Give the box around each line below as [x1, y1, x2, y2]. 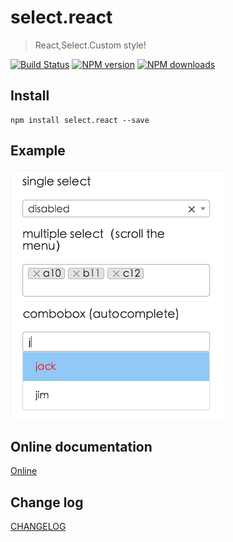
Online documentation [10, 438, 153, 455]
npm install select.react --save [10, 115, 150, 125]
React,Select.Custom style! [34, 39, 147, 51]
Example [10, 142, 66, 160]
